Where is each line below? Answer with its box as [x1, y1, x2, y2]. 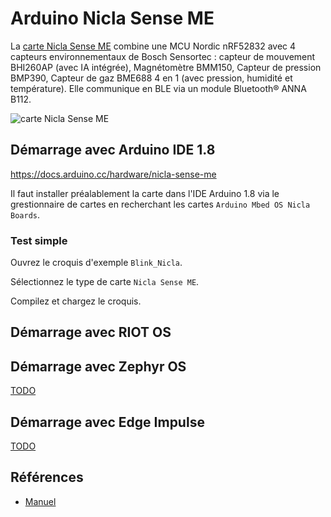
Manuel [24, 495, 57, 507]
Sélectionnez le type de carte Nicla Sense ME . [10, 276, 200, 288]
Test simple [10, 233, 68, 247]
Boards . [10, 208, 40, 221]
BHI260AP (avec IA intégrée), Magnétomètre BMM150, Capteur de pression [10, 61, 322, 73]
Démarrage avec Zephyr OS [10, 358, 187, 375]
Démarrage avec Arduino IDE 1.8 [10, 142, 216, 159]
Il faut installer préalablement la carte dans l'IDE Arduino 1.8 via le [10, 187, 280, 199]
